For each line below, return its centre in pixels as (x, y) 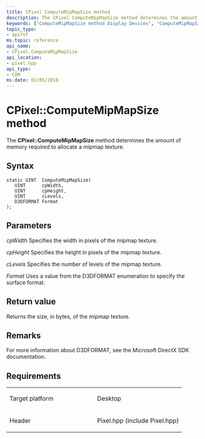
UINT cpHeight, (41, 191)
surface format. (26, 282)
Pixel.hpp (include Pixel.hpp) (138, 421)
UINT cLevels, (39, 196)
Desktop (109, 399)
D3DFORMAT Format (37, 201)
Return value (31, 302)
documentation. (26, 357)
